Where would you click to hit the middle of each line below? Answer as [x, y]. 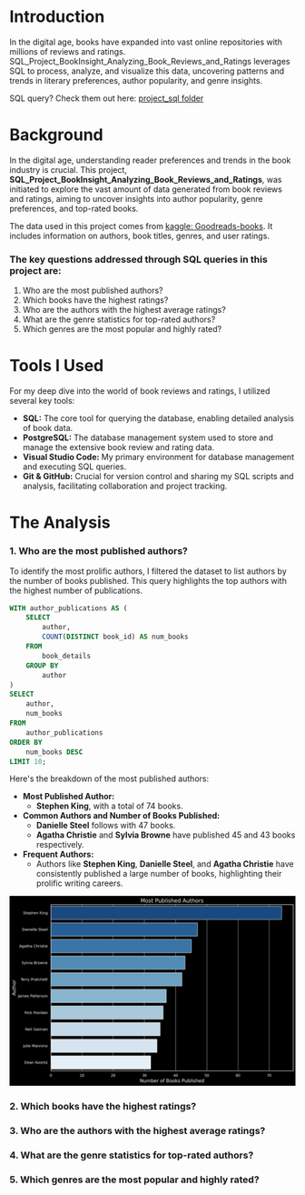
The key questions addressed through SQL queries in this [138, 259]
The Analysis [60, 522]
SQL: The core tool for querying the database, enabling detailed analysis [158, 418]
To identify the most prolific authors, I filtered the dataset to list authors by [148, 571]
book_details [67, 656]
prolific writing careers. [79, 883]
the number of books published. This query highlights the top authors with [148, 580]
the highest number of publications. [76, 590]
